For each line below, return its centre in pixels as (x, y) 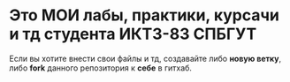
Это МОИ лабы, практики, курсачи (145, 15)
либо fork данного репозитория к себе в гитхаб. (101, 68)
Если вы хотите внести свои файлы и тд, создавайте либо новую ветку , (145, 58)
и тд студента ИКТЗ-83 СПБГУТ (133, 34)
